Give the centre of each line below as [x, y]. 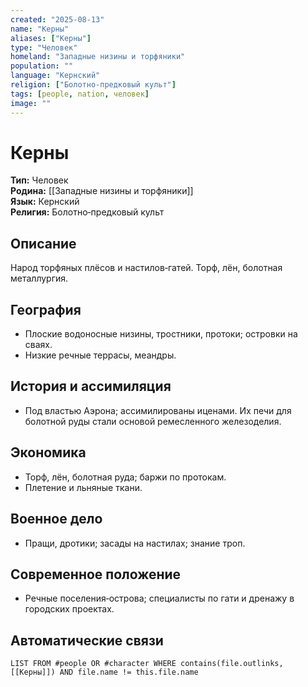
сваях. [38, 345]
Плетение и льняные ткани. [83, 487]
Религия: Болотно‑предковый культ [87, 212]
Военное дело [56, 519]
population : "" [42, 66]
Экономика [48, 452]
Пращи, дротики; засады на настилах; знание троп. [135, 543]
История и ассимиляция [91, 386]
